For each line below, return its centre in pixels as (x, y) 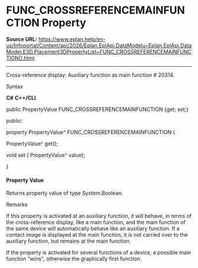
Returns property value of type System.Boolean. (65, 193)
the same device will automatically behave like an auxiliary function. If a (93, 228)
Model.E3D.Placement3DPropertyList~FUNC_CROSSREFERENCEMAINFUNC (99, 51)
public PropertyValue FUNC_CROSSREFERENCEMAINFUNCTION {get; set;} (98, 109)
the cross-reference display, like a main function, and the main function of (96, 223)
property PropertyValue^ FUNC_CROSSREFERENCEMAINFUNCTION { (91, 132)
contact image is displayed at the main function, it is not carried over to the (97, 235)
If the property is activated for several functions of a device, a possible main (99, 253)
